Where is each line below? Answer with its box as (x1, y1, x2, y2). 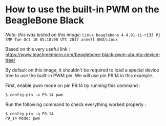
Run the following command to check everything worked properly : (5, 101, 147, 107)
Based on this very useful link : (5, 46, 70, 52)
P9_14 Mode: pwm (5, 116, 40, 121)
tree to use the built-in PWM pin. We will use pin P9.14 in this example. (5, 72, 154, 78)
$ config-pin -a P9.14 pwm (5, 92, 63, 97)
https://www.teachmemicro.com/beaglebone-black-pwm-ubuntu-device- (5, 51, 160, 58)
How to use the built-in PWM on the (5, 4, 160, 15)
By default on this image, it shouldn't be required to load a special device (5, 67, 159, 73)
